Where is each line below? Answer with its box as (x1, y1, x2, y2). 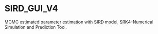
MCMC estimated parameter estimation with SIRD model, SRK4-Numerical (4, 19, 154, 25)
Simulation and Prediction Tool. (4, 24, 67, 30)
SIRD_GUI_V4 (4, 3, 58, 14)
